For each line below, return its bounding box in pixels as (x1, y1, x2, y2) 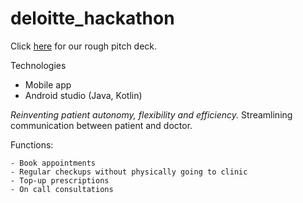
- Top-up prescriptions (10, 175, 110, 186)
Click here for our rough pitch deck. (10, 40, 158, 52)
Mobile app (24, 78, 72, 91)
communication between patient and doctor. (10, 119, 193, 131)
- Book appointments (10, 158, 97, 168)
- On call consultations (10, 184, 114, 194)
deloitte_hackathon (10, 7, 175, 30)
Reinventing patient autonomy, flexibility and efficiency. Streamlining (10, 108, 293, 121)
